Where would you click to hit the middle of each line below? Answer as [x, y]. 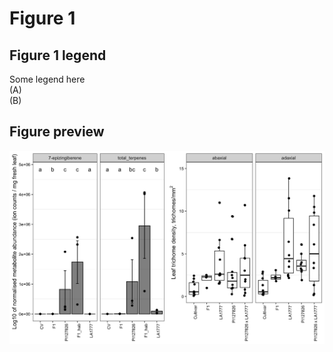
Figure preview [57, 132]
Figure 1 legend [58, 55]
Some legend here [47, 79]
